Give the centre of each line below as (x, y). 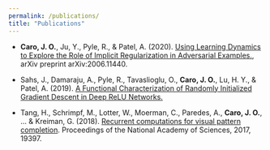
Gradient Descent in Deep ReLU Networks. (92, 96)
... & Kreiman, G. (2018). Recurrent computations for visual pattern (131, 121)
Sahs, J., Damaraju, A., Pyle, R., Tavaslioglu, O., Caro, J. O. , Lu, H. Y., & (138, 79)
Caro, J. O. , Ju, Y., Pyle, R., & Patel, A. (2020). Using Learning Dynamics (141, 46)
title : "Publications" (47, 24)
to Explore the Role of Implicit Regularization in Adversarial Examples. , (137, 55)
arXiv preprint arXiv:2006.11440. (74, 64)
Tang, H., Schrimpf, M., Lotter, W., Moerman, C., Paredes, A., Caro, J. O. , (141, 112)
